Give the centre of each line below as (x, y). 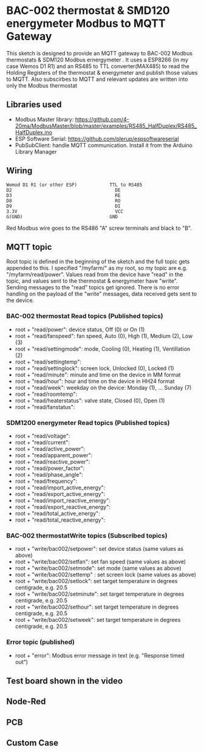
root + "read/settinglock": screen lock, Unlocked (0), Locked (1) (94, 368)
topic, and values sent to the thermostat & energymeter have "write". (92, 281)
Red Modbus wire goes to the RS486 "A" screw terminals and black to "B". (99, 228)
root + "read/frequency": (46, 481)
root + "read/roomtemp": (46, 394)
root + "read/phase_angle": (49, 474)
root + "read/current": (42, 442)
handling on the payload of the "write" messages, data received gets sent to (102, 294)
